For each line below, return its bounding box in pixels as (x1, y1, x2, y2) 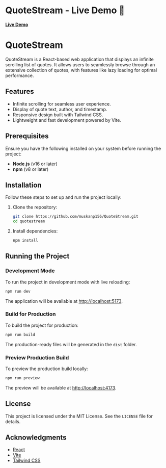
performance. (5, 72, 34, 79)
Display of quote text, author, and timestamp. (12, 106, 107, 112)
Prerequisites (5, 132, 49, 141)
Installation (5, 180, 42, 189)
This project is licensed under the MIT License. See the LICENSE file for (5, 413, 153, 419)
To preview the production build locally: (5, 366, 88, 372)
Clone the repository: (12, 204, 58, 211)
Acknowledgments (5, 433, 67, 442)
